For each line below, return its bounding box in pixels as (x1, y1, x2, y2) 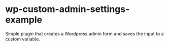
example (5, 14, 43, 25)
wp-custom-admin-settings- (5, 3, 130, 15)
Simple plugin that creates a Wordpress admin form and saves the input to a (5, 30, 164, 36)
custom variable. (5, 36, 41, 42)
